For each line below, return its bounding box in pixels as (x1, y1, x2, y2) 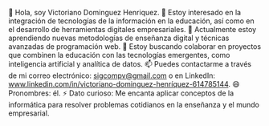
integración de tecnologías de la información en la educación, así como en (8, 16, 255, 26)
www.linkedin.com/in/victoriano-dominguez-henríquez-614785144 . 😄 (8, 79, 240, 88)
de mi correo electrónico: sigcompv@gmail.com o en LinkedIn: (8, 71, 215, 80)
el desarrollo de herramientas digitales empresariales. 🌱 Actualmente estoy (8, 25, 257, 34)
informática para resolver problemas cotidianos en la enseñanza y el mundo (8, 100, 259, 109)
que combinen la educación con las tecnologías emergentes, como (8, 51, 230, 59)
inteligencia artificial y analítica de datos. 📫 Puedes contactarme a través (8, 59, 251, 68)
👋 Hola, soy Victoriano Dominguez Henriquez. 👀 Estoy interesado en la (8, 8, 242, 17)
